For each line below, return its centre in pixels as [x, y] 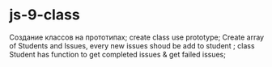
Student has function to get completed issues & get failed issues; [117, 54]
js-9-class [45, 15]
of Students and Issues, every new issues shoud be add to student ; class [132, 45]
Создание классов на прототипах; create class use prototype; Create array [137, 37]
